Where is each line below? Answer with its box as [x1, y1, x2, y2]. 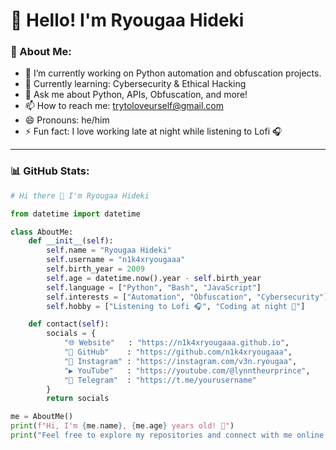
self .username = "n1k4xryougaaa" [46, 255, 186, 265]
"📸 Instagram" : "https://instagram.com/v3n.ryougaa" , [63, 356, 298, 366]
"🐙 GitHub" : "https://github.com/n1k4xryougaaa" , [63, 347, 293, 358]
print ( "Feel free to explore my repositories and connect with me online [10, 430, 325, 441]
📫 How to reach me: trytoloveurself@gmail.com [24, 100, 224, 112]
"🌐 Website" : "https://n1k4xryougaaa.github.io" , [63, 338, 290, 348]
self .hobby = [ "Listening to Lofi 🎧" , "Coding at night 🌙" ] [46, 301, 306, 311]
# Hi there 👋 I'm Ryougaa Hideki [10, 190, 150, 201]
